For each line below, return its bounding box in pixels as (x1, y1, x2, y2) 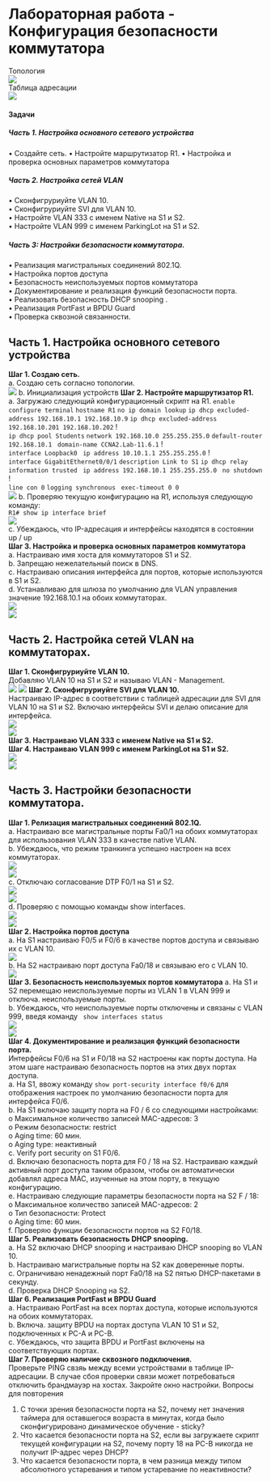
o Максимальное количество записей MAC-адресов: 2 (8, 1199, 199, 1209)
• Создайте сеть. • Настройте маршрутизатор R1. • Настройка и (8, 148, 232, 158)
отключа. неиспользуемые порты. (8, 994, 127, 1004)
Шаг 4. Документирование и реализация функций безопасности (8, 1036, 240, 1046)
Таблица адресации (8, 83, 77, 92)
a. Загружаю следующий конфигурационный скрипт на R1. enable (8, 396, 235, 406)
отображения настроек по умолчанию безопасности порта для (8, 1087, 229, 1097)
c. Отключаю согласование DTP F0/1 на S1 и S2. (8, 877, 175, 887)
